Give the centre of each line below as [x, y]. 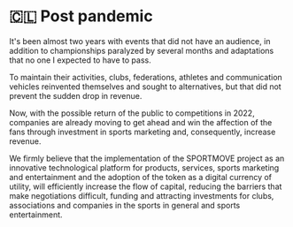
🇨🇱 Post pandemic [81, 16]
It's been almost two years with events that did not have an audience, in [140, 41]
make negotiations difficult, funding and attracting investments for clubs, [142, 195]
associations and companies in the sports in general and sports [125, 205]
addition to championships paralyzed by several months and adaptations [142, 50]
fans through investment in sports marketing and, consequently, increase [143, 132]
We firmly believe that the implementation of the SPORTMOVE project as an [147, 158]
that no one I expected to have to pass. [81, 60]
